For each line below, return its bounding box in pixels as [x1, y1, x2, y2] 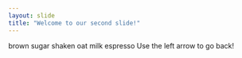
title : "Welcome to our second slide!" [8, 19, 141, 27]
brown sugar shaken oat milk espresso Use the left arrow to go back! [8, 41, 235, 50]
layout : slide [8, 11, 56, 20]
